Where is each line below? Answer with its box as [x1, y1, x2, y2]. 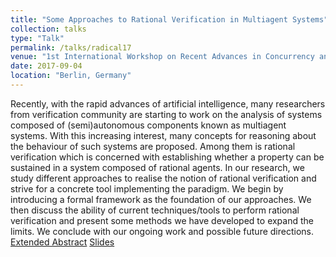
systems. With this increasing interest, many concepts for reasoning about [10, 129, 317, 141]
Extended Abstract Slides [10, 236, 115, 248]
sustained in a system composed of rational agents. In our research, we [10, 161, 305, 173]
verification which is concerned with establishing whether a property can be [10, 151, 325, 163]
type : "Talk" [10, 33, 65, 43]
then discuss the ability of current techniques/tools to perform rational [10, 204, 300, 216]
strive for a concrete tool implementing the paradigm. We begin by [10, 182, 284, 195]
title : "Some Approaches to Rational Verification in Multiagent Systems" [10, 14, 329, 25]
